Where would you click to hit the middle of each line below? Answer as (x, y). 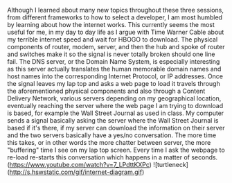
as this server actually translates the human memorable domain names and (114, 69)
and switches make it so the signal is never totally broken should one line (111, 54)
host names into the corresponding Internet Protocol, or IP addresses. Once (115, 76)
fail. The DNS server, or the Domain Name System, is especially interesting (114, 61)
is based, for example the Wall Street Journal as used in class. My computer (116, 113)
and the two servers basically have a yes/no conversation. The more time (112, 135)
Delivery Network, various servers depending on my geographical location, (114, 98)
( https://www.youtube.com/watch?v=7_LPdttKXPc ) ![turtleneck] (98, 165)
